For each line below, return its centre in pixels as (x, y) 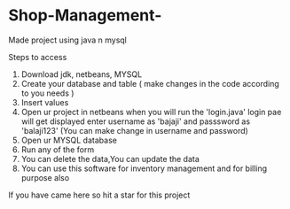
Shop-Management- (85, 15)
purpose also (45, 177)
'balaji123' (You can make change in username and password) (135, 130)
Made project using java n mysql (68, 40)
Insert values (45, 102)
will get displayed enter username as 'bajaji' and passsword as (135, 121)
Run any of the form (58, 149)
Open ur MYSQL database (69, 140)
